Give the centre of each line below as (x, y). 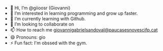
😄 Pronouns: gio (28, 37)
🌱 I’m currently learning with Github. (48, 19)
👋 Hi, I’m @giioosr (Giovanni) (40, 8)
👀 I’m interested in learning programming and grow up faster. (74, 13)
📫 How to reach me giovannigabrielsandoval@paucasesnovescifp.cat (84, 30)
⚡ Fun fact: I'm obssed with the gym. (49, 43)
